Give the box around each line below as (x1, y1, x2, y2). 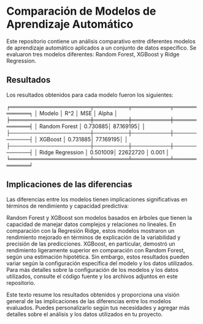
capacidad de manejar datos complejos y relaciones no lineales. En (6, 220, 177, 228)
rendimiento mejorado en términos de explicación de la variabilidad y (6, 233, 181, 241)
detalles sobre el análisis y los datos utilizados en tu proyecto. (6, 311, 163, 318)
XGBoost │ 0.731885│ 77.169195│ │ (39, 135, 129, 143)
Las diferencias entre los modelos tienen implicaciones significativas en (6, 195, 188, 203)
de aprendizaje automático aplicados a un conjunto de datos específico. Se (6, 44, 197, 51)
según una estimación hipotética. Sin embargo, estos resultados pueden (6, 253, 190, 260)
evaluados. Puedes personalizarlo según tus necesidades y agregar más (6, 304, 190, 311)
